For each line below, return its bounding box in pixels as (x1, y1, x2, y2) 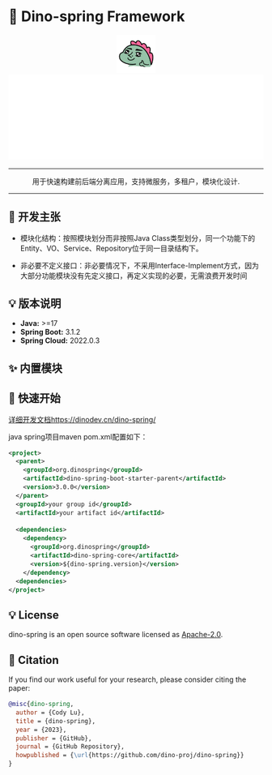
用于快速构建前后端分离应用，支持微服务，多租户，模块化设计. (32, 176, 240, 186)
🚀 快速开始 (8, 392, 61, 405)
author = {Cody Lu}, (15, 709, 85, 717)
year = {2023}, (15, 726, 67, 734)
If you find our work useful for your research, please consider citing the (8, 674, 247, 684)
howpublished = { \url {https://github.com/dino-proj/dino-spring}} (15, 751, 244, 760)
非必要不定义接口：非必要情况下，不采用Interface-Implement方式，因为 (19, 260, 259, 270)
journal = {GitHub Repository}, (15, 743, 125, 751)
